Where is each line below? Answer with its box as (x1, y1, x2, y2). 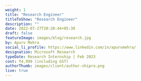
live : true (5, 68, 28, 73)
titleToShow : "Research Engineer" (5, 17, 78, 22)
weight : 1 (5, 7, 26, 13)
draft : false (5, 31, 33, 36)
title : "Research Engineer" (5, 12, 64, 17)
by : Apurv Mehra (5, 40, 39, 45)
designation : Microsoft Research (5, 49, 76, 54)
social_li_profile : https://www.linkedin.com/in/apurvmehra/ (5, 45, 136, 50)
